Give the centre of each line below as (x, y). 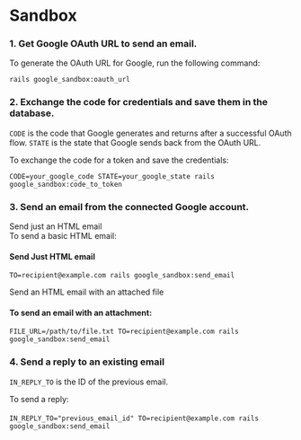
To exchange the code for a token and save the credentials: (119, 160)
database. (32, 113)
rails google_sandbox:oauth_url (70, 80)
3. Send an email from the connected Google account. (129, 207)
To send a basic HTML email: (63, 236)
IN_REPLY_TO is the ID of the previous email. (89, 382)
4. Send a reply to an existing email (87, 362)
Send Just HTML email (53, 256)
